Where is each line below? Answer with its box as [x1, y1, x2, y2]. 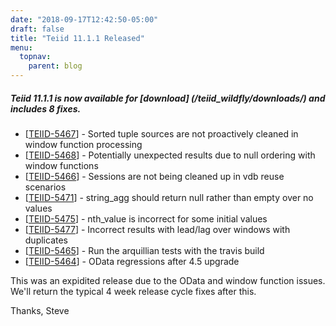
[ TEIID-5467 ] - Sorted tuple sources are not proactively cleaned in [24, 127, 299, 140]
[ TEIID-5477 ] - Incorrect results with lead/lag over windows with [24, 223, 291, 235]
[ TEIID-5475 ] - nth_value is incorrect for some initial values [24, 212, 268, 225]
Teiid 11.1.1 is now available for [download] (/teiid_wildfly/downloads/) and [10, 92, 326, 104]
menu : [10, 42, 33, 53]
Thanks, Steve [10, 304, 70, 316]
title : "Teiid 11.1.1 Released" [10, 33, 145, 43]
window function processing [24, 138, 143, 150]
